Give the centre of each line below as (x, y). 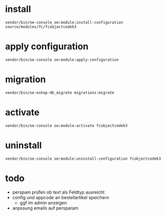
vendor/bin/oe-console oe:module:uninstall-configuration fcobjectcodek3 (83, 159)
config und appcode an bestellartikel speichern (61, 197)
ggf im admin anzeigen (43, 203)
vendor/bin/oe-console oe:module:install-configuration (64, 22)
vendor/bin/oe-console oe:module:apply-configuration (62, 60)
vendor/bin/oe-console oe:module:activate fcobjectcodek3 (66, 125)
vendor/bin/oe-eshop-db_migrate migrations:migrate (60, 93)
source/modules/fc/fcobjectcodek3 (41, 27)
